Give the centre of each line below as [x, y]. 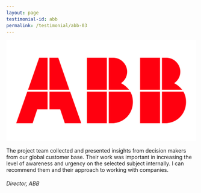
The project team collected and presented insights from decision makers [96, 150]
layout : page [23, 13]
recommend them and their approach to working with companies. [88, 169]
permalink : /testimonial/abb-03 [47, 25]
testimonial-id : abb [32, 19]
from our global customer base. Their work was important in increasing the [99, 157]
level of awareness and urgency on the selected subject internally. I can [95, 163]
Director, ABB [23, 183]
